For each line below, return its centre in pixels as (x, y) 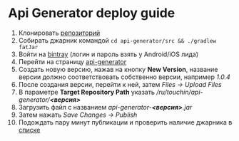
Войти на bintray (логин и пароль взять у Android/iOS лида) (108, 54)
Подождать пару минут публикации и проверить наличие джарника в (125, 122)
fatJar (28, 47)
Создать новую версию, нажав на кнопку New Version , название (118, 69)
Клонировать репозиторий (59, 33)
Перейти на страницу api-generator (72, 61)
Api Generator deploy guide (92, 13)
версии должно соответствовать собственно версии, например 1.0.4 (124, 77)
